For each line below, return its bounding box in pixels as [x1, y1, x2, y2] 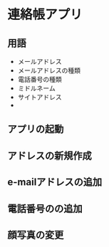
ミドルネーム [17, 84, 56, 93]
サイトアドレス [17, 93, 62, 101]
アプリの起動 [7, 123, 64, 135]
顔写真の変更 [7, 228, 64, 241]
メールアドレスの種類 [17, 66, 81, 75]
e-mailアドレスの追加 [7, 176, 103, 189]
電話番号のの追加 [7, 202, 83, 214]
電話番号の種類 [17, 75, 62, 83]
